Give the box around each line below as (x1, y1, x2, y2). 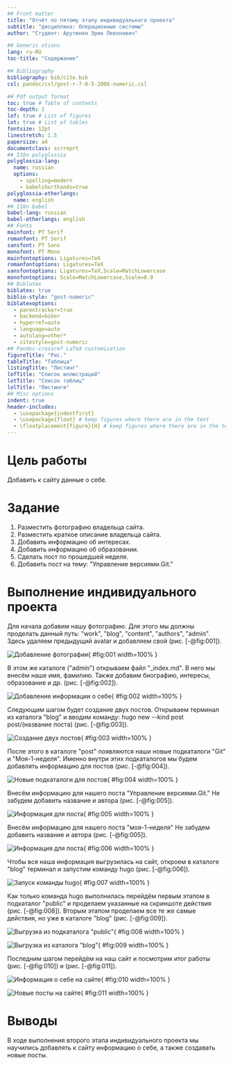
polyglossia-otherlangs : (7, 190, 79, 197)
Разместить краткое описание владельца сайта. (17, 530, 162, 539)
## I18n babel (7, 203, 49, 210)
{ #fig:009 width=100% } (98, 941, 169, 949)
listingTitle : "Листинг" (7, 364, 79, 372)
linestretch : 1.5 (7, 131, 58, 139)
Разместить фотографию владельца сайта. (17, 523, 145, 531)
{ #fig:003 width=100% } (80, 733, 152, 742)
